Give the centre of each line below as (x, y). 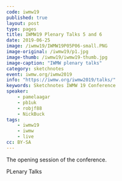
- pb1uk (27, 102)
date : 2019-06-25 (28, 40)
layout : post (23, 23)
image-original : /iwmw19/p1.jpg (47, 52)
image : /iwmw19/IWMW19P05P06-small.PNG (57, 46)
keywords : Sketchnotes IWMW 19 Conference (61, 86)
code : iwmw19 (23, 12)
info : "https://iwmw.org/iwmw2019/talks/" (61, 80)
